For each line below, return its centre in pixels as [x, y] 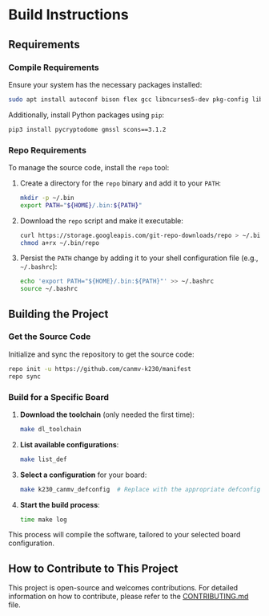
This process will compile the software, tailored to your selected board [124, 535]
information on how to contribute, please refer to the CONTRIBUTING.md [128, 597]
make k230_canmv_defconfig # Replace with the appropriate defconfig [140, 489]
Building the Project [58, 314]
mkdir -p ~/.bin [47, 198]
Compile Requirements [54, 67]
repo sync [25, 376]
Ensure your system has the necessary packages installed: [105, 84]
